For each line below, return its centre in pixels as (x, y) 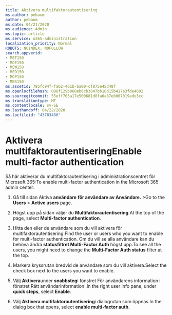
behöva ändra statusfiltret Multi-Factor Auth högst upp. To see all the (87, 244)
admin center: (20, 187)
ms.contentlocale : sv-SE (32, 106)
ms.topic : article (25, 34)
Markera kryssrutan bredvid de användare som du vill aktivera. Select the (90, 265)
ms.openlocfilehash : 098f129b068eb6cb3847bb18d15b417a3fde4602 (74, 91)
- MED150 (15, 72)
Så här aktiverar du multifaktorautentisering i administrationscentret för (80, 176)
